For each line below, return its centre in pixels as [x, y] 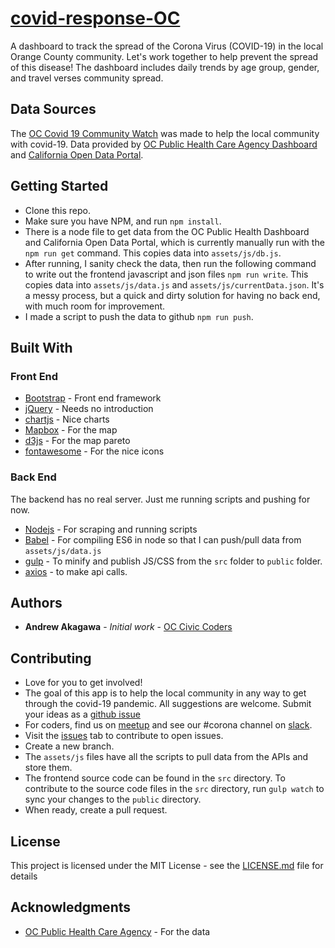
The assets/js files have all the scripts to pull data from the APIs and [166, 757]
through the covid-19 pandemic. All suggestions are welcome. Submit [168, 704]
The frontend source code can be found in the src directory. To [155, 778]
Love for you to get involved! [83, 683]
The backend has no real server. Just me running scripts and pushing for [160, 499]
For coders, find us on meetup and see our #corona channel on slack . [168, 725]
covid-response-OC [95, 18]
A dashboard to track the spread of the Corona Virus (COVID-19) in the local [167, 46]
